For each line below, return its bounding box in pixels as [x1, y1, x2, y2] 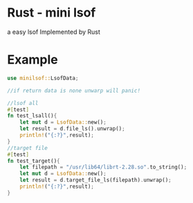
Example [7, 52, 58, 68]
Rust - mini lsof [7, 5, 96, 21]
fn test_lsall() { [7, 113, 57, 119]
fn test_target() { [7, 157, 60, 164]
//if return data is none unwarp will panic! [7, 87, 140, 94]
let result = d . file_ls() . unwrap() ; [19, 126, 126, 133]
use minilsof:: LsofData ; [7, 75, 79, 81]
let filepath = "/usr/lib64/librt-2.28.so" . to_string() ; [19, 164, 187, 171]
